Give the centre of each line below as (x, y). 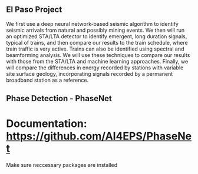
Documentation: (47, 124)
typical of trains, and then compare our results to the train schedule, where (97, 42)
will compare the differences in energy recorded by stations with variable (95, 68)
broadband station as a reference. (47, 80)
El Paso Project (34, 10)
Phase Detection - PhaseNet (59, 98)
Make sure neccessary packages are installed (62, 165)
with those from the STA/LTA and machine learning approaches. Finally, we (97, 61)
